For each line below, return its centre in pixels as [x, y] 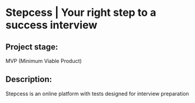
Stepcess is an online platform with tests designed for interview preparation [97, 94]
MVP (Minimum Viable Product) [44, 61]
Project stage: [32, 47]
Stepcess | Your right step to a [81, 13]
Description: [29, 79]
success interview [52, 25]
